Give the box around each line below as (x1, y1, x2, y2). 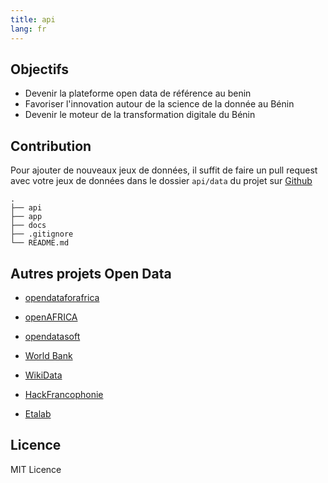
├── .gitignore (10, 229, 74, 240)
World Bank (24, 349, 73, 361)
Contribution (10, 137, 92, 155)
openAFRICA (24, 311, 78, 323)
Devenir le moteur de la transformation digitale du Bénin (24, 109, 256, 121)
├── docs (10, 221, 47, 231)
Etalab (24, 407, 52, 420)
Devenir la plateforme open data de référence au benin (24, 87, 252, 100)
